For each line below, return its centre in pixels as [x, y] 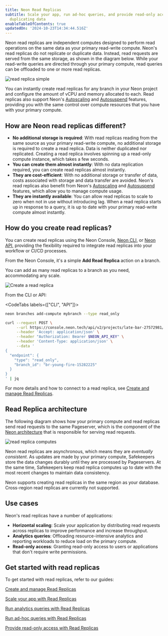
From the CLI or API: [26, 295]
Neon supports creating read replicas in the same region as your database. [82, 482]
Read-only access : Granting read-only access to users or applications [85, 546]
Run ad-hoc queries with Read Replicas [46, 618]
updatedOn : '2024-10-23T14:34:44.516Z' [47, 29]
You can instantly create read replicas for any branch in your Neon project [81, 89]
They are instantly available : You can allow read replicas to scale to [83, 196]
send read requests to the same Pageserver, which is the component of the [83, 427]
